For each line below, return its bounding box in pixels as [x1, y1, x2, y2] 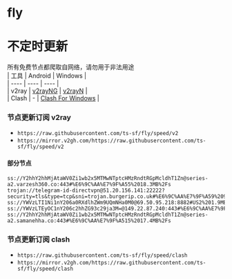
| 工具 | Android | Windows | [7, 71, 87, 80]
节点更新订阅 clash [7, 234, 70, 244]
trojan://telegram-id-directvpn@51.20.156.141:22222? [7, 187, 166, 194]
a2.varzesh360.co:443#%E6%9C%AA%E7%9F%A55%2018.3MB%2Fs [7, 181, 171, 188]
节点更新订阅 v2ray [7, 113, 71, 123]
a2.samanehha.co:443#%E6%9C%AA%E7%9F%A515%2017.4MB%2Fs [7, 217, 171, 224]
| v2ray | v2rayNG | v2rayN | [7, 87, 88, 95]
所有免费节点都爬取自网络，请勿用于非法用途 [7, 63, 135, 71]
